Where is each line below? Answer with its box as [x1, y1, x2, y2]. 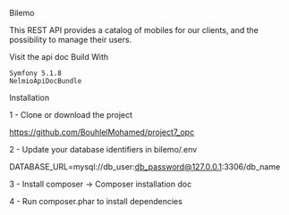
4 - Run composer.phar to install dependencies [9, 196, 183, 206]
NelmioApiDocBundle [9, 77, 82, 86]
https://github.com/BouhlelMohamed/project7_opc [9, 127, 195, 137]
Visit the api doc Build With [9, 52, 109, 62]
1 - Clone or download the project [9, 110, 132, 120]
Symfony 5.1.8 [9, 69, 63, 78]
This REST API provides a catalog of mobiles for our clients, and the [9, 25, 259, 35]
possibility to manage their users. [9, 35, 132, 45]
